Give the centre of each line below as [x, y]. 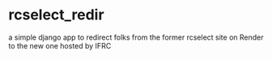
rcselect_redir [56, 15]
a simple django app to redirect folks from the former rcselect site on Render [136, 37]
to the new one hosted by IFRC [60, 45]
